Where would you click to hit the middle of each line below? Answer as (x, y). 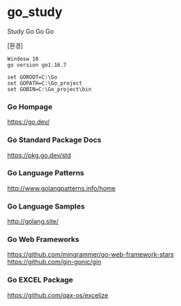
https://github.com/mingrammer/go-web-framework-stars (90, 255)
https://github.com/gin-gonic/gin (54, 262)
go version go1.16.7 (37, 65)
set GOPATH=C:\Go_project (45, 83)
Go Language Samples (46, 206)
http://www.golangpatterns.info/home (62, 188)
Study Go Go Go (31, 31)
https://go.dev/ (29, 122)
